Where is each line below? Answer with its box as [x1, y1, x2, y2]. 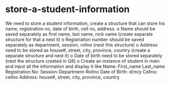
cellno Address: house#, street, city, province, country [5, 74, 120, 80]
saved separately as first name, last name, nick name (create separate [5, 31, 153, 37]
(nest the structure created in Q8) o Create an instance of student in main [5, 58, 160, 64]
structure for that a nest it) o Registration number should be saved [5, 36, 144, 42]
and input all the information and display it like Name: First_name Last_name [5, 63, 165, 69]
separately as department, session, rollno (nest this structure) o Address [5, 41, 158, 48]
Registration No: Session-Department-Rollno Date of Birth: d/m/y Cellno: [5, 68, 158, 74]
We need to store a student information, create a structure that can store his [5, 20, 165, 26]
